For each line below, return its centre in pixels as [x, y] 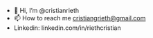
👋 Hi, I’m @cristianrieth [46, 11]
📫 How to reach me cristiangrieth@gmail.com [80, 18]
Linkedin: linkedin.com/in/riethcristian [67, 28]
